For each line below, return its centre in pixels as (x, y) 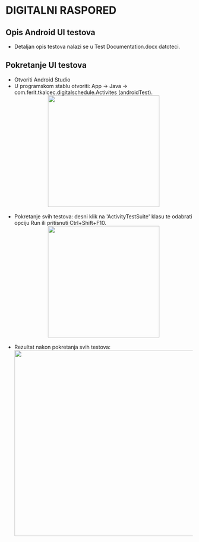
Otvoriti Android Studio (42, 79)
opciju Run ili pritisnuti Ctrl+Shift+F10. (60, 223)
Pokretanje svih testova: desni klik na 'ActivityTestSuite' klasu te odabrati (103, 216)
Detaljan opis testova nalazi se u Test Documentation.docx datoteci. (97, 46)
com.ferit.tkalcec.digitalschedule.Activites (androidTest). (83, 92)
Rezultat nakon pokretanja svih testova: (62, 347)
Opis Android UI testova (50, 32)
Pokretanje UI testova (46, 65)
